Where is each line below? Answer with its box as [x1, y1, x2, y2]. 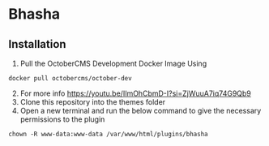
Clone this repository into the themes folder [19, 97, 166, 106]
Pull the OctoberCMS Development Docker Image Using [19, 58, 207, 68]
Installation [8, 37, 66, 51]
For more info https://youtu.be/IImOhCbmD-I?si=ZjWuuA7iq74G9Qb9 [19, 88, 251, 98]
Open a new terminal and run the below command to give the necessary [19, 106, 262, 115]
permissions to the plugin [19, 114, 105, 124]
